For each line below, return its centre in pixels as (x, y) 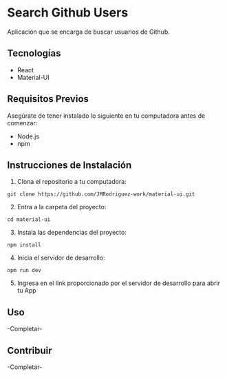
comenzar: (22, 123)
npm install (24, 245)
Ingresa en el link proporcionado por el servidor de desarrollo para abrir (119, 283)
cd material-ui (29, 220)
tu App (26, 291)
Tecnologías (34, 53)
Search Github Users (68, 13)
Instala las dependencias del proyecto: (72, 233)
